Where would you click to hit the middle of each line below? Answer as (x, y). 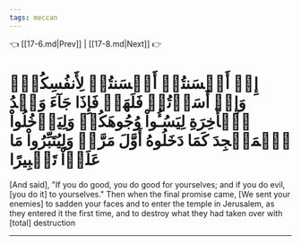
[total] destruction (43, 223)
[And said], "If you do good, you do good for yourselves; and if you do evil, (147, 184)
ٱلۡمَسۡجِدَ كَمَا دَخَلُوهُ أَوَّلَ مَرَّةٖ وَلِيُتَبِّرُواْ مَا (150, 140)
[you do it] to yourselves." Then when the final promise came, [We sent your (150, 194)
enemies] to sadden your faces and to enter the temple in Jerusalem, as (142, 204)
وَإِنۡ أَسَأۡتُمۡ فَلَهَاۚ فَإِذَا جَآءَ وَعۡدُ (128, 102)
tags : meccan (34, 17)
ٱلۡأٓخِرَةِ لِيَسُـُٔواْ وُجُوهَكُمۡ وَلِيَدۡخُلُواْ (130, 121)
